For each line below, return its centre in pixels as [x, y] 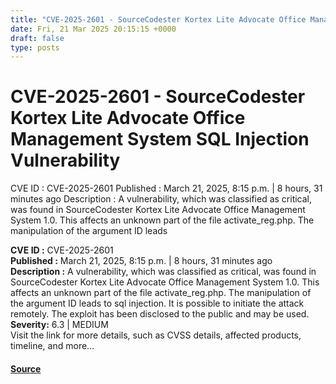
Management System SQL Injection [160, 139]
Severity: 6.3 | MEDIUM [59, 325]
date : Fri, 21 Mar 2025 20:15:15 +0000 [93, 29]
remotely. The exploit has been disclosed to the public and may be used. [160, 314]
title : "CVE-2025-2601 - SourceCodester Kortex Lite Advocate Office [158, 19]
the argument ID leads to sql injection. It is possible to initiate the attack [157, 303]
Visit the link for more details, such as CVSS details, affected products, [156, 335]
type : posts [35, 47]
